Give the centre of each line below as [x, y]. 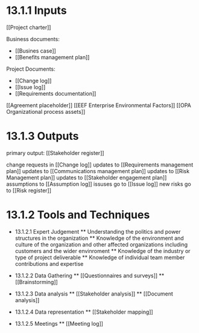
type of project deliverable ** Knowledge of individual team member [100, 257]
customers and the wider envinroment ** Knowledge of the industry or [103, 251]
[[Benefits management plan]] [52, 57]
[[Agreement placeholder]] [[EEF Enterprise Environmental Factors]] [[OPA [99, 105]
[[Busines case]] [35, 51]
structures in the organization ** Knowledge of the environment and [99, 238]
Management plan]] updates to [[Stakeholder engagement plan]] [87, 177]
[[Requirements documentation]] [55, 93]
